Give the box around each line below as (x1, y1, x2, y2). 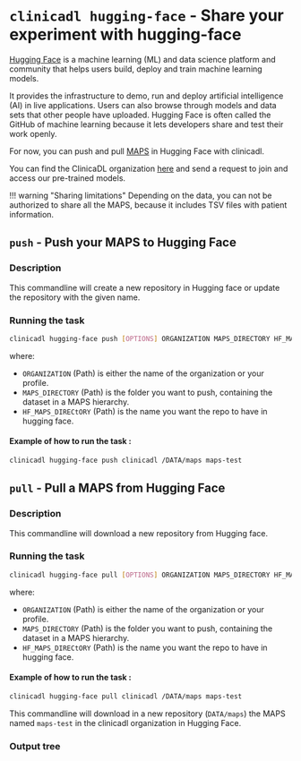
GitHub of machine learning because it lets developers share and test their (9, 118, 284, 130)
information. (9, 209, 55, 219)
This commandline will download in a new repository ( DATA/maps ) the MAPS (9, 708, 286, 719)
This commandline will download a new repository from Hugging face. (9, 527, 269, 538)
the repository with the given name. (9, 292, 141, 303)
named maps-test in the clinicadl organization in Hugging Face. (9, 717, 242, 728)
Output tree (9, 740, 61, 752)
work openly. (9, 128, 57, 139)
